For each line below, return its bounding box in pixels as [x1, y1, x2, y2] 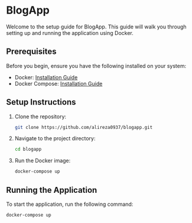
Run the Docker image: [14, 157, 71, 164]
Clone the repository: [14, 113, 67, 120]
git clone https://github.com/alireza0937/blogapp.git [14, 124, 153, 130]
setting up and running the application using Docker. [6, 29, 134, 36]
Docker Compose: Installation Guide [14, 80, 103, 87]
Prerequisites [6, 47, 57, 57]
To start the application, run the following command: [6, 201, 134, 208]
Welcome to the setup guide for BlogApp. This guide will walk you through [6, 23, 187, 30]
